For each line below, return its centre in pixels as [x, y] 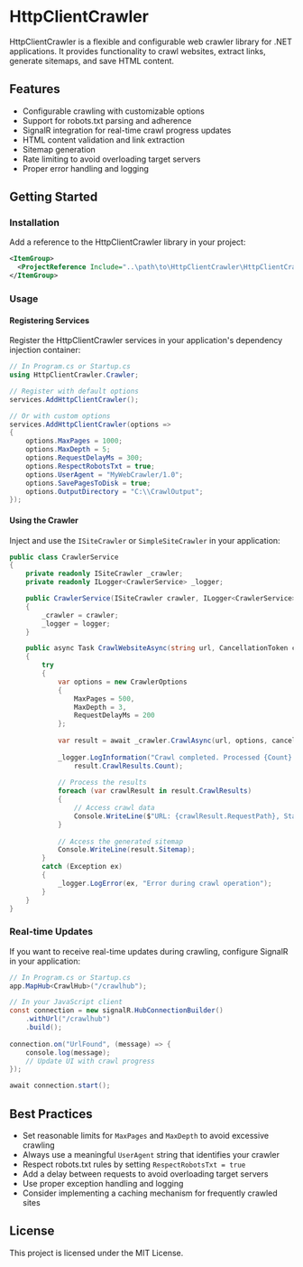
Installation [35, 223]
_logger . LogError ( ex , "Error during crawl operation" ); [165, 883]
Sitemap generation [59, 149]
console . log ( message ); [68, 1053]
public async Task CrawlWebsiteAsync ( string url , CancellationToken [157, 648]
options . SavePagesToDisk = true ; [88, 483]
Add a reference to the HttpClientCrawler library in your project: [128, 242]
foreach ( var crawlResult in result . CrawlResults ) [155, 791]
